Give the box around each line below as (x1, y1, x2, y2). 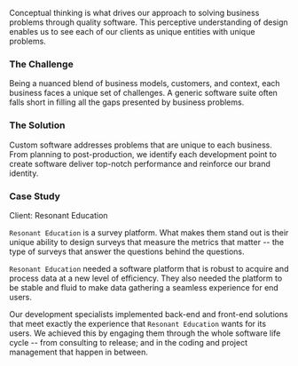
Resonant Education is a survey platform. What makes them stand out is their (9, 227, 289, 238)
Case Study (9, 190, 60, 203)
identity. (9, 168, 39, 179)
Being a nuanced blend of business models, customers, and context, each (9, 78, 281, 89)
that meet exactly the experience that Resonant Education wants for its (9, 318, 267, 329)
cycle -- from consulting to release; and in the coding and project (9, 337, 248, 347)
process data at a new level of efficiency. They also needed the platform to (9, 273, 283, 283)
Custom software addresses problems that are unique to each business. (9, 139, 273, 150)
